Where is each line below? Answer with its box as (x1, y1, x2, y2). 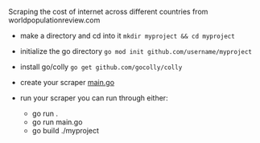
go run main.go (31, 117, 83, 127)
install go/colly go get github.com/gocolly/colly (19, 62, 183, 71)
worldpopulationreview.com (8, 15, 101, 25)
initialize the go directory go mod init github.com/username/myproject (19, 47, 252, 55)
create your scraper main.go (19, 78, 115, 87)
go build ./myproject (31, 126, 99, 135)
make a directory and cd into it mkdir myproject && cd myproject (19, 31, 235, 40)
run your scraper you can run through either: (19, 93, 168, 103)
